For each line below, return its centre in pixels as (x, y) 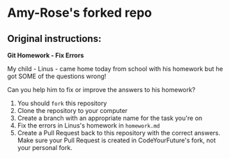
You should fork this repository (62, 103)
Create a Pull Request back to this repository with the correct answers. (119, 133)
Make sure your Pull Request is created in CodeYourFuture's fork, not (116, 140)
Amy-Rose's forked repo (79, 13)
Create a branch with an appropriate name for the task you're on (110, 118)
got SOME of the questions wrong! (57, 76)
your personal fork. (45, 147)
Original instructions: (54, 39)
